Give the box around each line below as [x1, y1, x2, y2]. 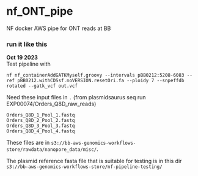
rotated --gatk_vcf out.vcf [6, 83, 78, 90]
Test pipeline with [6, 60, 51, 68]
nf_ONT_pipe [6, 4, 73, 18]
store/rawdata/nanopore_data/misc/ [6, 147, 97, 153]
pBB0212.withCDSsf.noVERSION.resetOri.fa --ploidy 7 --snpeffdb [17, 78, 185, 84]
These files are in [6, 139, 50, 147]
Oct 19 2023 [6, 54, 38, 61]
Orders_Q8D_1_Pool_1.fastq [6, 112, 75, 118]
